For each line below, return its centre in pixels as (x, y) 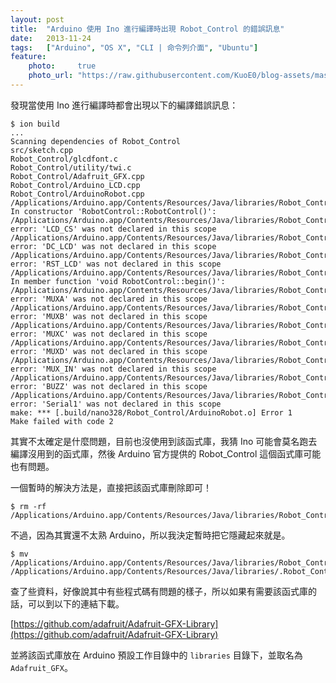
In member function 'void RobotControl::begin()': (118, 281)
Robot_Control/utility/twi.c (71, 167)
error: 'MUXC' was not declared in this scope (109, 334)
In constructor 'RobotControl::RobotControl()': (113, 211)
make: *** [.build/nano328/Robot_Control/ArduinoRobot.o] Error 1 (151, 412)
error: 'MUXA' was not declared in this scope (109, 299)
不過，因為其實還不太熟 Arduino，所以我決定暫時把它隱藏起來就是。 (150, 535)
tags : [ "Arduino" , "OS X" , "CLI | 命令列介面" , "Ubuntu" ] (134, 47)
